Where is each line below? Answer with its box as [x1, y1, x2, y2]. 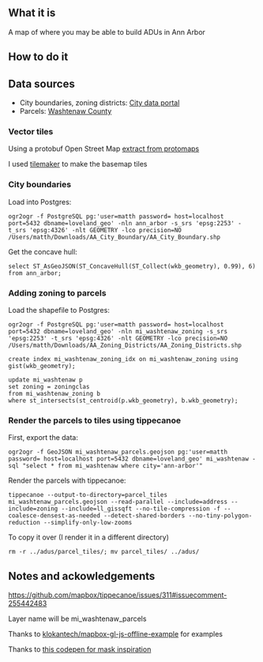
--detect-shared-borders [103, 512, 186, 520]
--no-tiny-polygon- [188, 512, 253, 520]
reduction [8, 519, 41, 527]
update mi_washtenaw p [8, 375, 83, 384]
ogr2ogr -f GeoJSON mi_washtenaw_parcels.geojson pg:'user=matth [8, 448, 227, 457]
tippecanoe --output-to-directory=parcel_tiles [8, 491, 168, 499]
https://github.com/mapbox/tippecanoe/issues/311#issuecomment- [8, 590, 227, 600]
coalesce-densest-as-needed [8, 512, 101, 520]
